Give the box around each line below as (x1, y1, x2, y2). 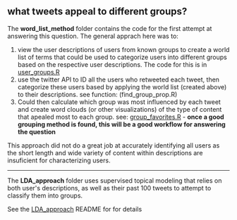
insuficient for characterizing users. (7, 156, 111, 164)
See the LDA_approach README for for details (7, 205, 142, 213)
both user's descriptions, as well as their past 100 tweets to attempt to (7, 183, 212, 192)
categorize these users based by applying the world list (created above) (17, 82, 227, 91)
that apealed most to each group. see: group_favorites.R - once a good (17, 112, 224, 121)
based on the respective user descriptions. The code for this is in (17, 60, 207, 69)
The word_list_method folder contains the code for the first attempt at (7, 24, 212, 32)
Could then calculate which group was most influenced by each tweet (17, 98, 221, 106)
